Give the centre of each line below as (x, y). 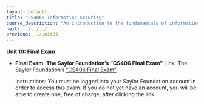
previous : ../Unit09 (32, 34)
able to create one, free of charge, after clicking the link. (85, 94)
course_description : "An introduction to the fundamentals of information (103, 23)
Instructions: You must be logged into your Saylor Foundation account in (105, 82)
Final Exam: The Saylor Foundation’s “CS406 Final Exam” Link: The (101, 63)
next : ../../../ (27, 29)
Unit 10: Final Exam (31, 51)
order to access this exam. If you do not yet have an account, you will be (106, 88)
